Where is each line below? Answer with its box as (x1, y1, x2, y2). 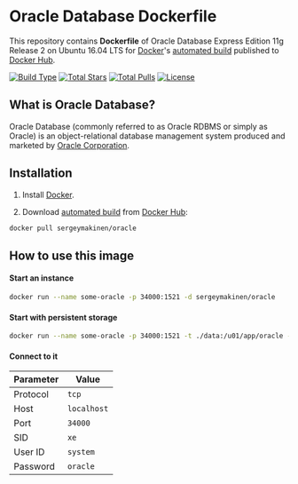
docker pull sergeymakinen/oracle (9, 224, 137, 233)
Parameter (13, 373, 59, 385)
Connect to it (9, 351, 59, 361)
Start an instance (9, 273, 74, 283)
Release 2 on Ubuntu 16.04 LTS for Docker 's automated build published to (9, 44, 279, 55)
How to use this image (9, 248, 135, 263)
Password (13, 460, 56, 472)
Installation (9, 166, 73, 181)
